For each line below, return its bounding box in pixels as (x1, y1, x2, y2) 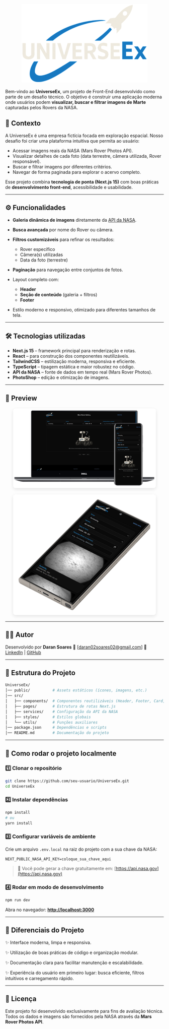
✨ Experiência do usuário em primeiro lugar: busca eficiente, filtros (5, 970, 144, 976)
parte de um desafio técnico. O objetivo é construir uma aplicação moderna (5, 94, 162, 100)
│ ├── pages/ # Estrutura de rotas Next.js (5, 703, 116, 709)
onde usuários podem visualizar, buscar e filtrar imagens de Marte (5, 99, 146, 105)
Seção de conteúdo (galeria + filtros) (20, 291, 98, 297)
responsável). (12, 158, 41, 164)
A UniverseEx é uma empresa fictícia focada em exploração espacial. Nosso (5, 133, 163, 139)
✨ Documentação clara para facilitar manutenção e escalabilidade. (5, 959, 144, 966)
